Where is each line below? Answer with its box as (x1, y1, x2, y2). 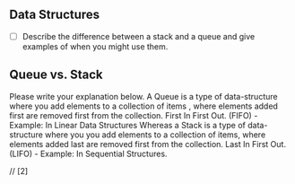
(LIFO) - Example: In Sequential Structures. (9, 148, 168, 159)
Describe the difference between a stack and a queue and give (22, 31, 256, 41)
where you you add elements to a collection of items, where (44, 129, 266, 140)
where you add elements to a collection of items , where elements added (9, 101, 278, 111)
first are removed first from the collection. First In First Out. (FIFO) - (9, 110, 258, 120)
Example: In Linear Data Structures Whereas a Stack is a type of (9, 119, 247, 130)
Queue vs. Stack (9, 67, 103, 83)
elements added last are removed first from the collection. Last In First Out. (9, 138, 287, 149)
